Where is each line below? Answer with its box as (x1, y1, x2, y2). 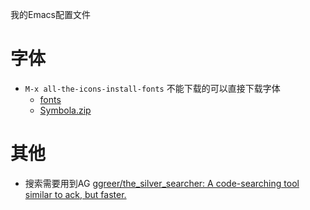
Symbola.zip (39, 104, 92, 116)
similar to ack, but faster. (24, 188, 127, 200)
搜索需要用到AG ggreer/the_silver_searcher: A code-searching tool (24, 177, 300, 189)
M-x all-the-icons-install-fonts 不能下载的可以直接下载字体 (24, 82, 281, 94)
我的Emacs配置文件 (10, 9, 91, 20)
